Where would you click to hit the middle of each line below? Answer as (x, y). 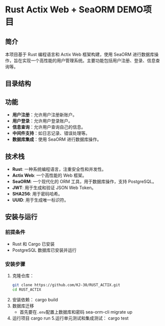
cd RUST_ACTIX (27, 290)
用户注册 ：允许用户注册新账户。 (44, 115)
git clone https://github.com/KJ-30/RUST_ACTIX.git (66, 285)
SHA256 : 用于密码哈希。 (37, 194)
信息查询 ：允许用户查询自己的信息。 (49, 127)
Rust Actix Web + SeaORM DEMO (74, 10)
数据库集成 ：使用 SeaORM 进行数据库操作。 (57, 139)
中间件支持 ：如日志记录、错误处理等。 (51, 133)
